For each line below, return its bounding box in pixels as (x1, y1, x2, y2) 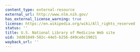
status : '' (5, 26, 28, 31)
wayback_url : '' (5, 40, 39, 45)
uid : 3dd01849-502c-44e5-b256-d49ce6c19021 (5, 35, 97, 40)
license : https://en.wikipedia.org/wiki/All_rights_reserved (5, 21, 135, 26)
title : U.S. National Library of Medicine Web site (5, 30, 115, 35)
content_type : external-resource (5, 7, 75, 12)
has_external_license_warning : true (5, 16, 81, 21)
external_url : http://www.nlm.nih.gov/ (5, 12, 88, 17)
